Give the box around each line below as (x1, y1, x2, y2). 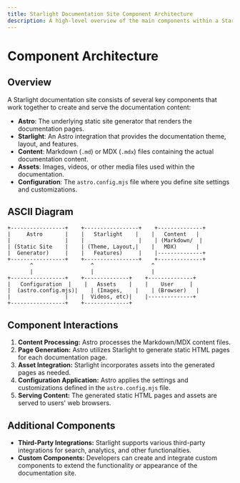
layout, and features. (17, 139, 79, 148)
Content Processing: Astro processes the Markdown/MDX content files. (17, 338, 231, 347)
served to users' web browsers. (17, 399, 111, 407)
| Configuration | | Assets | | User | (7, 281, 194, 288)
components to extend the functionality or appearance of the (17, 461, 198, 469)
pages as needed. (17, 369, 71, 377)
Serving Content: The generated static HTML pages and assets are (17, 391, 218, 400)
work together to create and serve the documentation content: (7, 103, 191, 111)
